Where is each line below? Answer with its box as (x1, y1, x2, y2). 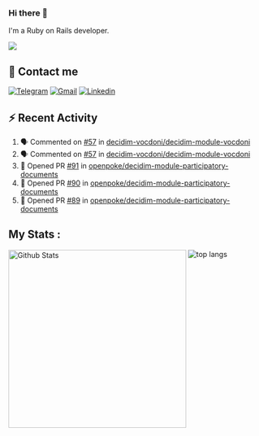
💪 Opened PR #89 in (19, 195, 89, 205)
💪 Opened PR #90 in (19, 178, 89, 188)
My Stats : (8, 228, 61, 242)
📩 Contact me (8, 64, 79, 78)
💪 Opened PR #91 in (19, 160, 88, 170)
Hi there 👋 (8, 7, 49, 19)
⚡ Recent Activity (8, 111, 98, 124)
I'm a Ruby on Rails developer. (8, 26, 110, 36)
